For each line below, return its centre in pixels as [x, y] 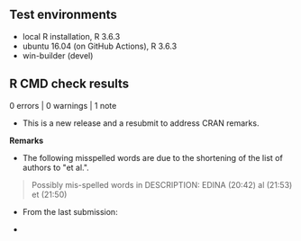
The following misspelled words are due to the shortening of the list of [153, 157]
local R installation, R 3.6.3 [71, 36]
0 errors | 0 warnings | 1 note [63, 105]
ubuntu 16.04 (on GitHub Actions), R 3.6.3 [100, 46]
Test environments [63, 15]
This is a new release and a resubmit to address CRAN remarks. [141, 123]
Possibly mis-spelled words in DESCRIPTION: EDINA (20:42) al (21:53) [162, 184]
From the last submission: [70, 211]
